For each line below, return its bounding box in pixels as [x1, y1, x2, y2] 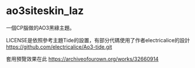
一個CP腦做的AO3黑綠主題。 [6, 24, 75, 31]
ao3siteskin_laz [6, 4, 84, 18]
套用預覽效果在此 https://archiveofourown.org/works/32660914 [6, 55, 159, 62]
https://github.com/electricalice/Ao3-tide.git [6, 43, 113, 50]
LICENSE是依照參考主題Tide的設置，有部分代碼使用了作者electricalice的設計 [6, 36, 190, 43]
